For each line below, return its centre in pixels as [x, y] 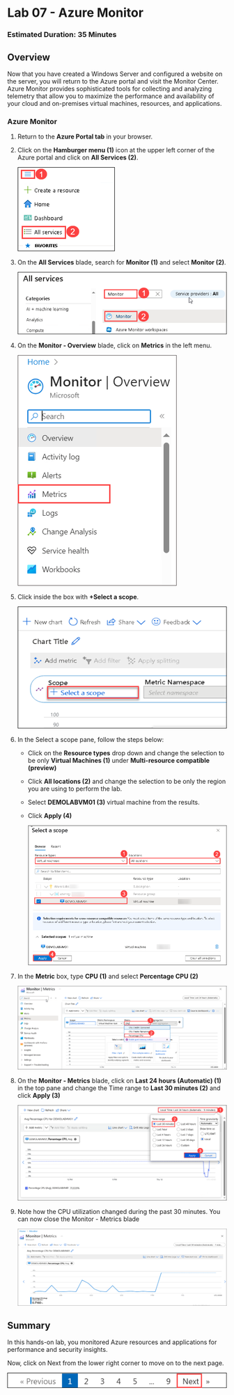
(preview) [42, 768]
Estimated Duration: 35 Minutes [62, 35]
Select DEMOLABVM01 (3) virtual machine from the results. [114, 802]
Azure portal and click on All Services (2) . [78, 157]
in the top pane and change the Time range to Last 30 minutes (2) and [119, 1088]
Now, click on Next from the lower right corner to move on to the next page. [116, 1363]
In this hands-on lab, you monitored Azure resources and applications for [112, 1342]
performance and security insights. [57, 1350]
